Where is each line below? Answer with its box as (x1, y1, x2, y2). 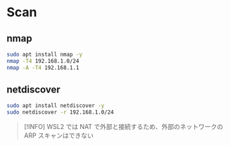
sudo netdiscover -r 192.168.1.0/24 (6, 109, 114, 116)
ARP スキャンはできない (23, 131, 94, 140)
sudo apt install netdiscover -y (6, 102, 105, 109)
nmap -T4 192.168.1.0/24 (6, 57, 79, 64)
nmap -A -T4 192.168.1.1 (6, 64, 79, 71)
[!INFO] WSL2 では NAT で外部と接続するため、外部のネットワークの (23, 123, 224, 131)
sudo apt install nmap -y (6, 51, 82, 58)
